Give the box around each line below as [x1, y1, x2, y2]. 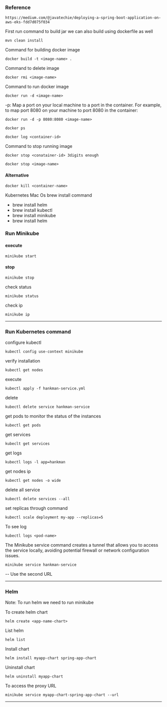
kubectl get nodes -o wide [5, 478, 61, 483]
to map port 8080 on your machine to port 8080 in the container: [5, 107, 138, 113]
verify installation [5, 358, 41, 364]
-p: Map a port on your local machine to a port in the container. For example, [5, 102, 162, 108]
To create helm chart [5, 609, 48, 615]
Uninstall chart [5, 665, 35, 671]
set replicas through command [5, 505, 68, 511]
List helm [5, 628, 24, 634]
